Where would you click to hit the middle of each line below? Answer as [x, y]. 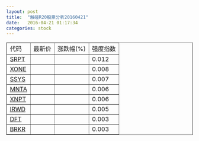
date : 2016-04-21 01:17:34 [42, 23]
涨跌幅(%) [71, 49]
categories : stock [29, 28]
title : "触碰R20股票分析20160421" [47, 17]
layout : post [22, 12]
